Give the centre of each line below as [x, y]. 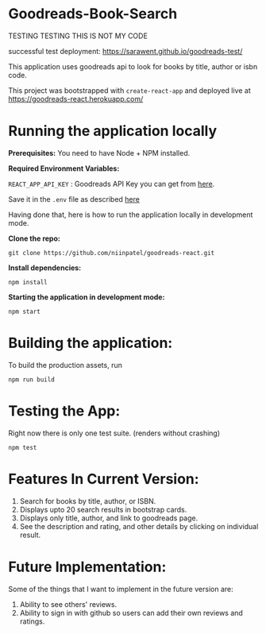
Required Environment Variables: [64, 168]
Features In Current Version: [104, 479]
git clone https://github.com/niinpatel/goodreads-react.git [112, 253]
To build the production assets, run [66, 365]
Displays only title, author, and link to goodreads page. [109, 518]
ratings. [32, 621]
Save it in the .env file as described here [74, 199]
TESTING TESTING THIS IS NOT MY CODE [78, 36]
